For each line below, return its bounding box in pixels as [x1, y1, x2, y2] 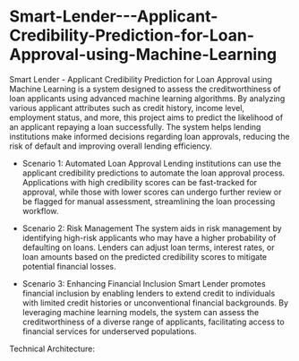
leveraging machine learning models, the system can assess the [21, 306, 260, 317]
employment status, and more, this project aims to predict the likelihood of [9, 112, 284, 123]
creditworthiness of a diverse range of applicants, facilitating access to [21, 316, 285, 327]
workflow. [21, 205, 59, 216]
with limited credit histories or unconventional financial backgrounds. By [21, 297, 289, 308]
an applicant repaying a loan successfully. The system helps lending [9, 121, 261, 132]
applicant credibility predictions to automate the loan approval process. [21, 168, 286, 178]
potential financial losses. [21, 261, 116, 271]
